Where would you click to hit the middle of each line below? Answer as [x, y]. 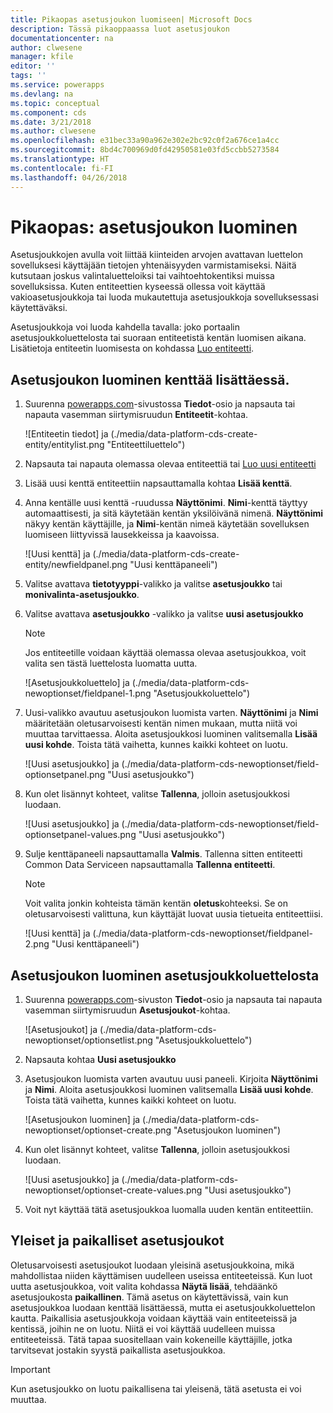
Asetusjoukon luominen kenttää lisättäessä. [150, 379]
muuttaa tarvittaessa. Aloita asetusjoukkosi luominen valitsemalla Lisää [171, 734]
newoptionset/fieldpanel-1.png [88, 693]
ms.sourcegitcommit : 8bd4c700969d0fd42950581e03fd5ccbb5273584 [145, 150]
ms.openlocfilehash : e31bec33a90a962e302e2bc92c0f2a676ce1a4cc [145, 141]
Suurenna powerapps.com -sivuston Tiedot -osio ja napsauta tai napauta [173, 1000]
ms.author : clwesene [53, 131]
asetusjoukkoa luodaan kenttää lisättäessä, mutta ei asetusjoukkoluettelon [163, 1307]
